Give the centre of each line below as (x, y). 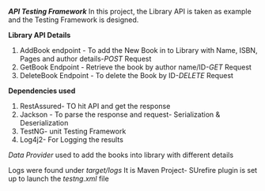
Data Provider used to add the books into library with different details (121, 155)
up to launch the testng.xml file (59, 178)
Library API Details (40, 35)
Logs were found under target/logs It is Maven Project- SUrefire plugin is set (133, 170)
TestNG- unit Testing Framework (73, 131)
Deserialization (44, 123)
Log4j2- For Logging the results (72, 140)
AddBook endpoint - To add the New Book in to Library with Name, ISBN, (138, 50)
